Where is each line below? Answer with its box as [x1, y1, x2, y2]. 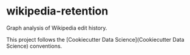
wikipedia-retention [6, 4, 109, 18]
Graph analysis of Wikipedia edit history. [6, 24, 107, 31]
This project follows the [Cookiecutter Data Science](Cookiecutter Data [6, 36, 185, 43]
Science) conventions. [6, 42, 63, 50]
